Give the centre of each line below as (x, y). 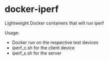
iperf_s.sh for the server (37, 53)
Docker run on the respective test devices (55, 42)
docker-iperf (32, 9)
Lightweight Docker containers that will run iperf (54, 23)
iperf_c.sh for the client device (43, 47)
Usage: (12, 32)
